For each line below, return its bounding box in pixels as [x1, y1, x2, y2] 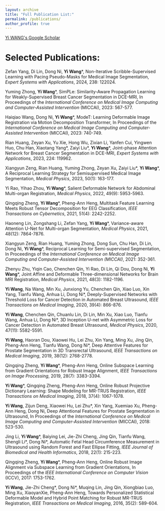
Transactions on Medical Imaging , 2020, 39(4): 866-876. [5, 302, 122, 308]
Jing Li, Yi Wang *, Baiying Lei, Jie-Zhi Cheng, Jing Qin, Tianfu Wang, [5, 434, 146, 439]
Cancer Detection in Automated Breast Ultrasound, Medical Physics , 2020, [5, 322, 158, 328]
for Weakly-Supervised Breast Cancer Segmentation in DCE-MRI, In [5, 94, 144, 100]
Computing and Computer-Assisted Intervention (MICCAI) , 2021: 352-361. [5, 256, 156, 262]
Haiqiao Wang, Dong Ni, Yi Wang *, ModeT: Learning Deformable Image [5, 114, 150, 120]
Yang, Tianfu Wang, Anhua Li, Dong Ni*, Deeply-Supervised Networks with [5, 292, 158, 297]
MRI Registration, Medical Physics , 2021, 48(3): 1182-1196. [5, 277, 124, 283]
